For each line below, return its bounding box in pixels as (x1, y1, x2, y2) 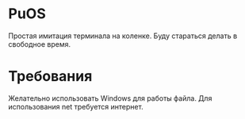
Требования (8, 67, 93, 86)
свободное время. (8, 39, 71, 48)
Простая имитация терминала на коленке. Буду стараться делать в (8, 31, 238, 40)
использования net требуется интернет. (8, 102, 144, 111)
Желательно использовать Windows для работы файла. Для (8, 93, 212, 103)
